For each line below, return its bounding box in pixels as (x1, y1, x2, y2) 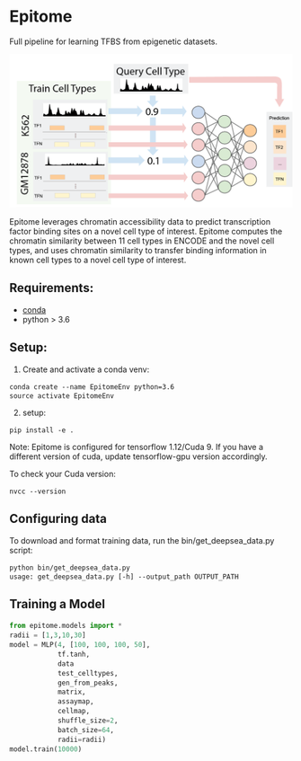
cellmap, (57, 707, 91, 716)
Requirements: (9, 280, 94, 296)
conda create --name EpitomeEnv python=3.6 (9, 382, 175, 392)
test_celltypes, (57, 668, 119, 677)
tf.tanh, (57, 650, 91, 659)
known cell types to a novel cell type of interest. (9, 254, 187, 266)
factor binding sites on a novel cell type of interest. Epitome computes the (9, 226, 283, 237)
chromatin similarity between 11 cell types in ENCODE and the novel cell (9, 235, 275, 246)
